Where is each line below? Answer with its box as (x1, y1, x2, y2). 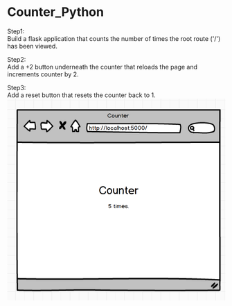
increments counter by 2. (7, 70, 79, 78)
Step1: (7, 27, 25, 35)
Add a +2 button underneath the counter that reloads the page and (7, 62, 198, 71)
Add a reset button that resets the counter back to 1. (7, 91, 156, 99)
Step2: (7, 55, 26, 63)
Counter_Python (7, 4, 104, 20)
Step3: (7, 83, 26, 92)
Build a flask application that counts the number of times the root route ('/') (7, 34, 221, 42)
